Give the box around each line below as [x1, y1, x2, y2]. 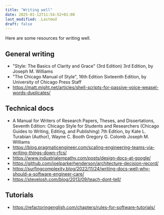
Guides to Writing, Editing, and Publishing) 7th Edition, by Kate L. [12, 128, 146, 134]
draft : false [5, 21, 33, 27]
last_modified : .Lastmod [5, 17, 57, 22]
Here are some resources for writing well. [5, 35, 91, 41]
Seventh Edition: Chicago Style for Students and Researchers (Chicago [12, 123, 159, 129]
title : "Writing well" [5, 7, 53, 13]
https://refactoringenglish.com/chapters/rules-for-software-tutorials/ [12, 204, 155, 210]
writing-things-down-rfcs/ [12, 149, 67, 156]
